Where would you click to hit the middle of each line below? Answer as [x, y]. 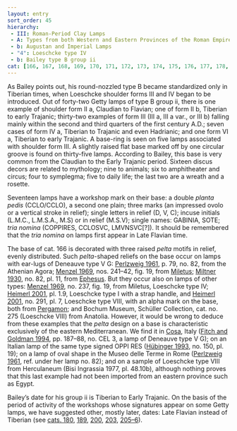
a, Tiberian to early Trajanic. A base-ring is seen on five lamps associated [114, 139]
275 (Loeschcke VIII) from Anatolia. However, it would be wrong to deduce [115, 316]
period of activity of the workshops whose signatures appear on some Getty [118, 405]
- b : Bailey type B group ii [53, 60]
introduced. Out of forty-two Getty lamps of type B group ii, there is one [112, 101]
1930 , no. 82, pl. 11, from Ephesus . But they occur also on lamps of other [112, 279]
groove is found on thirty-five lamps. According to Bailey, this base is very [115, 154]
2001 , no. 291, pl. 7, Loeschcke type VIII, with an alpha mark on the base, [113, 301]
